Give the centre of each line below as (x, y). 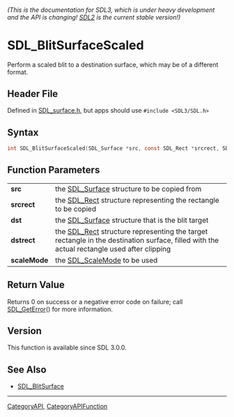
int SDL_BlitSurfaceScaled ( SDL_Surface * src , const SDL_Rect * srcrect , (113, 149)
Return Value (36, 285)
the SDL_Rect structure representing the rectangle (137, 200)
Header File (33, 94)
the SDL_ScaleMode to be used (107, 260)
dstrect (23, 240)
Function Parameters (54, 170)
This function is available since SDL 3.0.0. (67, 347)
